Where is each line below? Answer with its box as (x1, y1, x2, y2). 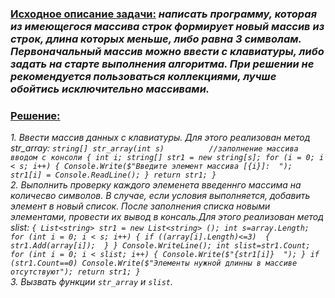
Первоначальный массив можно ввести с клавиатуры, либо (10, 44, 325, 58)
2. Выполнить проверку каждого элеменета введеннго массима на (10, 179, 302, 191)
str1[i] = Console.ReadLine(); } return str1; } (10, 170, 217, 181)
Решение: (10, 108, 61, 122)
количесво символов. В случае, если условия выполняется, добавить (10, 190, 311, 202)
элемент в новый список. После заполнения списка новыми (10, 200, 271, 212)
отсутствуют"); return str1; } (10, 267, 141, 277)
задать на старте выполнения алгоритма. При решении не (10, 57, 315, 71)
